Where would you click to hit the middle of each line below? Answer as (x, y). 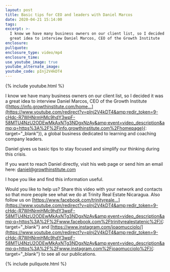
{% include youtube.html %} (35, 86)
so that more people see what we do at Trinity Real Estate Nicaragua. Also (83, 194)
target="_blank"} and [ (29, 227)
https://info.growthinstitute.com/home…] (51, 107)
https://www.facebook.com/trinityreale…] (77, 200)
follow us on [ (20, 200)
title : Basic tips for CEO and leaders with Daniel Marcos (69, 15)
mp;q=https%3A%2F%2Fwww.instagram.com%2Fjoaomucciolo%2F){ (79, 249)
